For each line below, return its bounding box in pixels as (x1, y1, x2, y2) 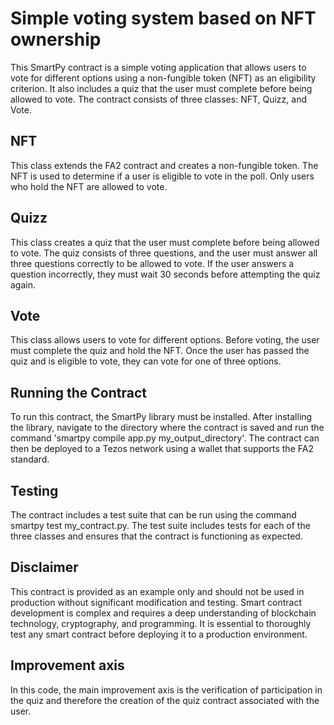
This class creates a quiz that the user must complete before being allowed (10, 236, 320, 248)
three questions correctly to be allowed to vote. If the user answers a (10, 257, 295, 269)
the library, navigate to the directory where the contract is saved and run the (10, 422, 325, 434)
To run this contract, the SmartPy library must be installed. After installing (10, 411, 313, 423)
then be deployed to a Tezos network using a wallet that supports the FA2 (10, 443, 314, 455)
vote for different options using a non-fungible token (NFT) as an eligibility (10, 72, 317, 84)
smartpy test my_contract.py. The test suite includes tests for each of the (10, 520, 311, 531)
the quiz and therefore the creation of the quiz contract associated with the (10, 694, 320, 706)
